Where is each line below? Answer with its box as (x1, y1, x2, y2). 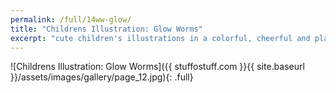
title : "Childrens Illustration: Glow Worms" (10, 24, 203, 34)
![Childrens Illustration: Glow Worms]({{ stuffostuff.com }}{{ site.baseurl (10, 61, 305, 73)
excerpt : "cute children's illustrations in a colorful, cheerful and (10, 33, 311, 43)
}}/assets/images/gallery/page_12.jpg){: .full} (10, 71, 194, 83)
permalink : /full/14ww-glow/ (10, 14, 132, 25)
